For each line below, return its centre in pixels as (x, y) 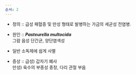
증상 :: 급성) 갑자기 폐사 (35, 61)
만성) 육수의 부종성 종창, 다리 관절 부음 (49, 67)
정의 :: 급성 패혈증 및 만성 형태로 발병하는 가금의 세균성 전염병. (72, 24)
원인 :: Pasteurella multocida (42, 34)
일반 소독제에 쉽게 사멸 (34, 51)
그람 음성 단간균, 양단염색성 (39, 40)
